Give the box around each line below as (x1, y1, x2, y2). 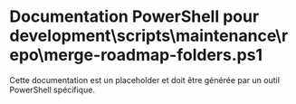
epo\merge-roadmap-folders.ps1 (9, 45, 263, 65)
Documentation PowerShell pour (9, 6, 260, 27)
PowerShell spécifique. (9, 84, 95, 95)
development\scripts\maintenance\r (9, 25, 289, 46)
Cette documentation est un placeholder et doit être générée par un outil (9, 74, 281, 85)
